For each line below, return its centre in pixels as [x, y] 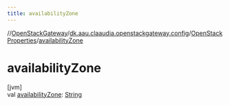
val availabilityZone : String [45, 94]
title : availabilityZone [43, 13]
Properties [22, 40]
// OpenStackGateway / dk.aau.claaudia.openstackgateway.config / [99, 33]
